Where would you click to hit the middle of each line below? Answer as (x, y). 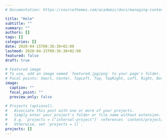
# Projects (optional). (30, 106)
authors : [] (17, 33)
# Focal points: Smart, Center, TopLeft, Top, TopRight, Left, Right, (80, 78)
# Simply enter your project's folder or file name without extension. (83, 115)
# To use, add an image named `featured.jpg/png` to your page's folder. (83, 74)
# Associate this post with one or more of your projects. (70, 110)
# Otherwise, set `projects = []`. (44, 125)
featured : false (22, 56)
